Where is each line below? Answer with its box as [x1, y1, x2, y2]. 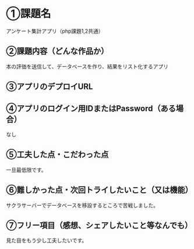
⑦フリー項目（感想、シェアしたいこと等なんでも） [6, 220, 193, 230]
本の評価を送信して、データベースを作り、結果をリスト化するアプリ [6, 63, 169, 70]
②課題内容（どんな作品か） [6, 46, 109, 56]
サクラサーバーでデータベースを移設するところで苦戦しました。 [6, 202, 159, 209]
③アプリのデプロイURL [6, 82, 93, 92]
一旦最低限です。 [6, 166, 47, 173]
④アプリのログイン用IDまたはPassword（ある [6, 103, 177, 113]
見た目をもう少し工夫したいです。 [6, 237, 87, 244]
